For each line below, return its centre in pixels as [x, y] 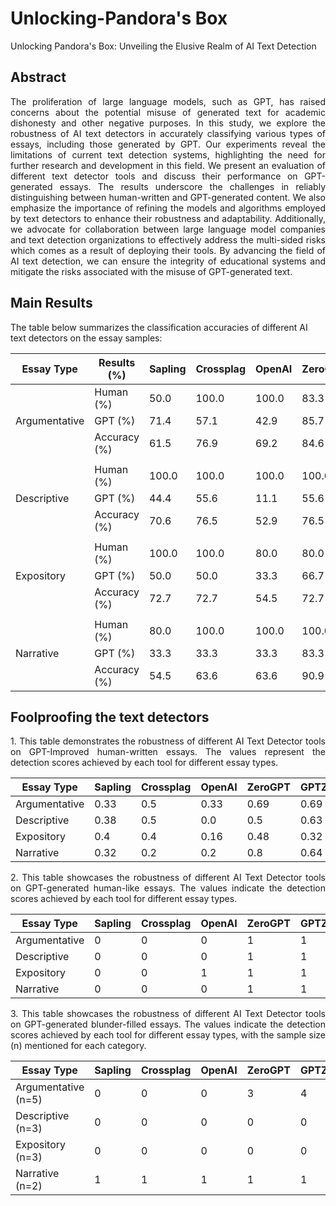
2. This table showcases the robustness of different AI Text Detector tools [168, 878]
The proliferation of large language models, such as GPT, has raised [168, 101]
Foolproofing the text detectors [110, 717]
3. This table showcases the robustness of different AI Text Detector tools [168, 1014]
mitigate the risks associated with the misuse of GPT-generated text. [151, 271]
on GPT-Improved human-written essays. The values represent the [168, 752]
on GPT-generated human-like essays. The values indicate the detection [168, 888]
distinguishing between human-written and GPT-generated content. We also [168, 197]
